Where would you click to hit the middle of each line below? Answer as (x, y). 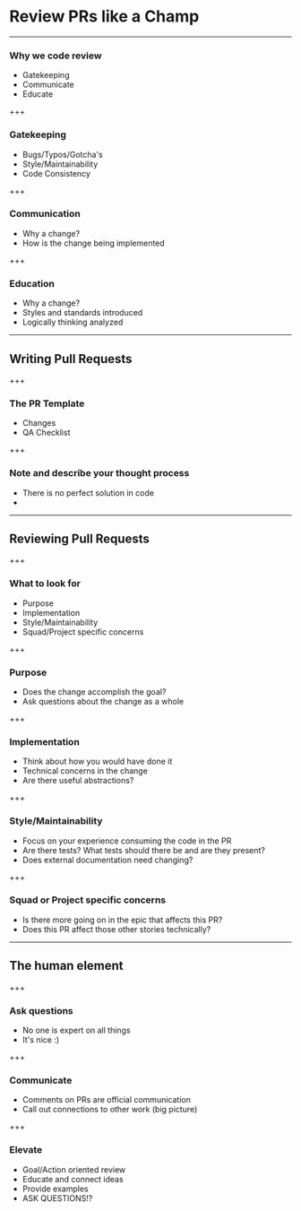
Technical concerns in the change (85, 771)
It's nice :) (41, 1039)
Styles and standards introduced (82, 313)
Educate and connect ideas (73, 1179)
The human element (66, 966)
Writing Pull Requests (71, 359)
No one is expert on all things (77, 1030)
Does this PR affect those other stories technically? (116, 929)
